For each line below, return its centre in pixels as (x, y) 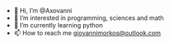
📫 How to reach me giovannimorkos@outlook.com (87, 33)
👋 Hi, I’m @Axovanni (43, 11)
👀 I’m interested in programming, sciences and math (89, 18)
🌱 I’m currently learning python (58, 25)
